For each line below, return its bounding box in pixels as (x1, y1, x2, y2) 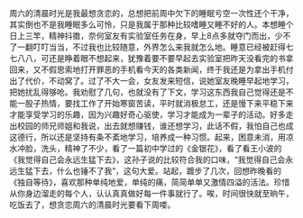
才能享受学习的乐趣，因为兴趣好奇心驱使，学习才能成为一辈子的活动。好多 (9, 109, 286, 120)
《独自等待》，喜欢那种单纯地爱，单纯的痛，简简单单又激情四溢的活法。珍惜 (9, 177, 290, 187)
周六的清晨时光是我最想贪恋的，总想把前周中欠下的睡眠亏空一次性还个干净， (9, 8, 294, 18)
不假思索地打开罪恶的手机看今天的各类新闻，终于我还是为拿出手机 (40, 64, 286, 75)
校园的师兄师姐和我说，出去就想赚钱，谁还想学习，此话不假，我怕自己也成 (16, 121, 294, 131)
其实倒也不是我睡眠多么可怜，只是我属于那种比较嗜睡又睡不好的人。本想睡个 (9, 19, 294, 30)
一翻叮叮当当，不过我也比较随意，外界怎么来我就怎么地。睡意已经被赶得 (16, 41, 286, 52)
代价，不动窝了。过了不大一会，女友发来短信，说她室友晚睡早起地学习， (24, 76, 294, 86)
